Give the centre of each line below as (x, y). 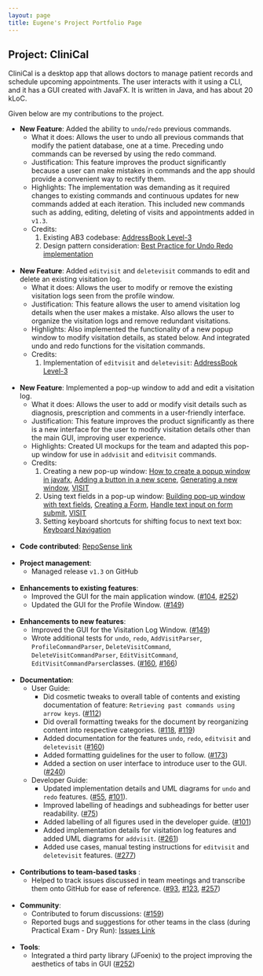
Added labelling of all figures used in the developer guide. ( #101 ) (147, 822)
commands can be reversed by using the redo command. (124, 154)
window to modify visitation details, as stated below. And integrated (141, 338)
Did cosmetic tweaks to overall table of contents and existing (142, 697)
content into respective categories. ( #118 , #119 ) (119, 730)
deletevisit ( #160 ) (74, 747)
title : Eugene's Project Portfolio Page (75, 23)
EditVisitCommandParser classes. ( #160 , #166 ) (104, 663)
